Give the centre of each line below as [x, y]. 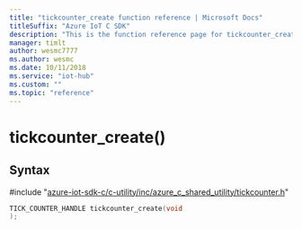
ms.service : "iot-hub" [52, 76]
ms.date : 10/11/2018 [48, 68]
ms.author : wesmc [42, 59]
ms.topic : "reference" [52, 92]
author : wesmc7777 [44, 51]
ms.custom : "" [36, 84]
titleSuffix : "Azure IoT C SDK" [70, 26]
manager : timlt [38, 43]
